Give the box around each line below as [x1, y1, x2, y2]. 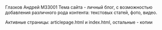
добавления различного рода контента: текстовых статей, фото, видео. [5, 9, 158, 15]
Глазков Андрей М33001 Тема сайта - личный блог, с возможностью [5, 4, 153, 10]
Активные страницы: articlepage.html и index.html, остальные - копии [5, 19, 153, 25]
